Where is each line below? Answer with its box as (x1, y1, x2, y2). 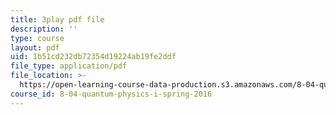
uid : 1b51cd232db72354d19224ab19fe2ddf (10, 52, 177, 62)
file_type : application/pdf (10, 61, 128, 71)
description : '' (10, 24, 78, 34)
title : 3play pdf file (10, 14, 105, 25)
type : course (10, 33, 65, 43)
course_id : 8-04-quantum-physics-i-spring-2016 (10, 89, 213, 99)
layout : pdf (10, 42, 60, 53)
